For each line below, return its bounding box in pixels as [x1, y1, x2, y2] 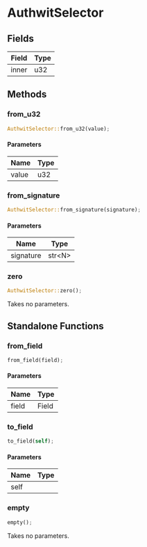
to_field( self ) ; [7, 438, 54, 445]
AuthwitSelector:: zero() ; [7, 287, 82, 294]
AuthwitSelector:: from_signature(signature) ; [7, 207, 141, 214]
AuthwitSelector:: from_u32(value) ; [7, 125, 110, 132]
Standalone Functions [7, 320, 104, 332]
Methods [7, 88, 47, 100]
